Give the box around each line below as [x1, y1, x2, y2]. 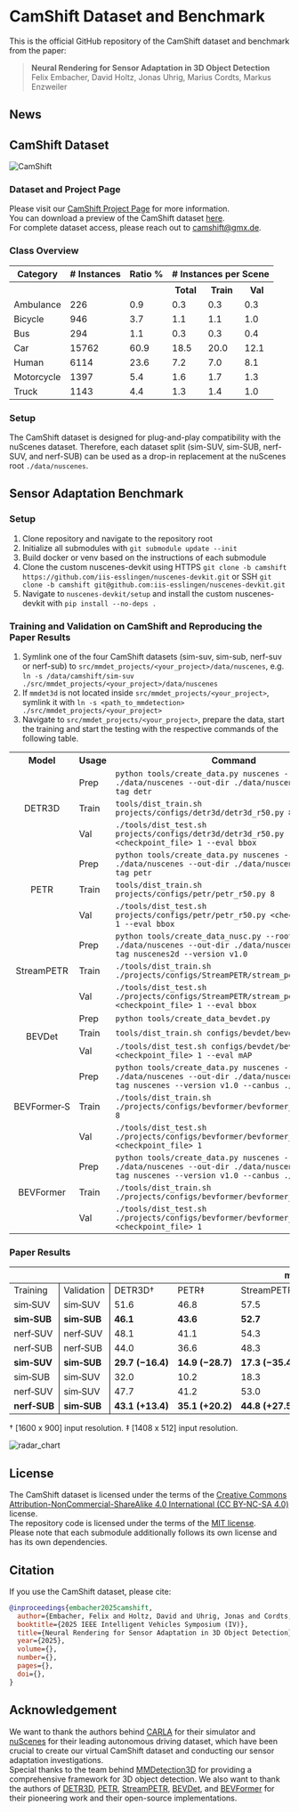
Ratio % [129, 267, 164, 280]
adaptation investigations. [9, 1754, 104, 1765]
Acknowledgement [9, 1702, 117, 1718]
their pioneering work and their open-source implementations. [9, 1792, 238, 1803]
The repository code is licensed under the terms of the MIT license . [9, 1518, 256, 1529]
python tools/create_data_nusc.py [115, 931, 262, 941]
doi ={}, [17, 1670, 46, 1678]
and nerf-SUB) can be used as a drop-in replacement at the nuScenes [28, 451, 287, 462]
